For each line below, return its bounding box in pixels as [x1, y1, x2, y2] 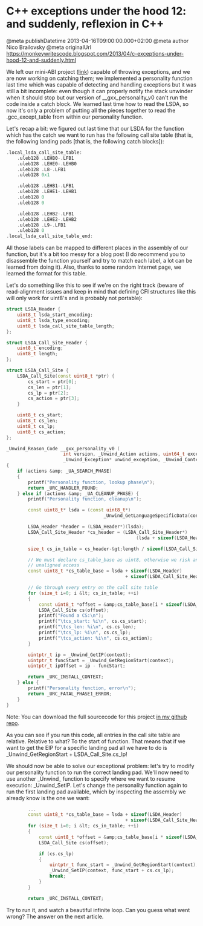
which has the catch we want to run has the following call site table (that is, [6, 131, 193, 139]
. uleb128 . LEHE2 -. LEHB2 [17, 216, 77, 222]
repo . [6, 719, 20, 727]
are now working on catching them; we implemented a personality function [6, 74, 193, 82]
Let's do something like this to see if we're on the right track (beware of [6, 281, 184, 289]
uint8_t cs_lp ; [17, 423, 56, 429]
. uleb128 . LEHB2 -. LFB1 [17, 211, 74, 217]
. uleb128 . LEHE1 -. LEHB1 [17, 189, 77, 195]
